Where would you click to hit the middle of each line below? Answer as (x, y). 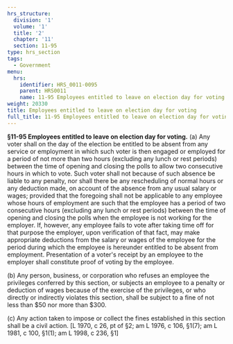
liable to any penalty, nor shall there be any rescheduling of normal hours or (115, 180)
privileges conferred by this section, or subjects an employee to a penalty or (116, 282)
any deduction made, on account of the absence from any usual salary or (112, 188)
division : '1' (34, 20)
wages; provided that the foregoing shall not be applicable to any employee (115, 196)
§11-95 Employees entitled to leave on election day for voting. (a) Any (109, 137)
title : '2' (29, 33)
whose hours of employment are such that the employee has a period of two (116, 203)
